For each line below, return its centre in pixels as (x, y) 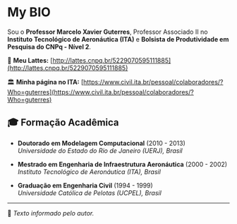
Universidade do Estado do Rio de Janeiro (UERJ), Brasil (100, 150)
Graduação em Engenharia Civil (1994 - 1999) (85, 185)
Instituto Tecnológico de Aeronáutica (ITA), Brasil (89, 172)
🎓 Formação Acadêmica (63, 123)
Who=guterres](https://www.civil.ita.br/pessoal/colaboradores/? (101, 92)
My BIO (29, 12)
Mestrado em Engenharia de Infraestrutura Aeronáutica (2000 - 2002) (122, 164)
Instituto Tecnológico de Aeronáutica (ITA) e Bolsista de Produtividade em (118, 39)
